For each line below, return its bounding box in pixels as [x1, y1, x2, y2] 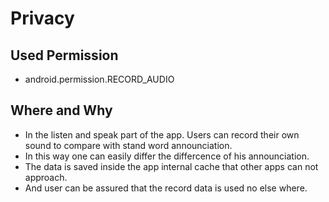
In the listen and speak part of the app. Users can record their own [24, 128, 300, 141]
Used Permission [10, 47, 119, 64]
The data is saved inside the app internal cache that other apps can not [24, 160, 319, 172]
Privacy [10, 7, 75, 30]
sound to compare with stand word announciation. [24, 139, 233, 151]
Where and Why [10, 102, 113, 119]
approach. [24, 171, 68, 183]
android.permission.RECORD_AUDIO [24, 73, 175, 85]
